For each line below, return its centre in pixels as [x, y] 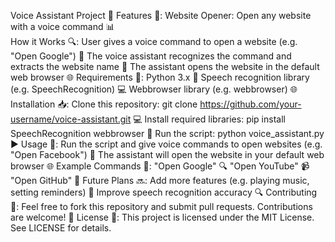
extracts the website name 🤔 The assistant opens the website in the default [165, 66]
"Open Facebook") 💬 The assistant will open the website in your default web [167, 154]
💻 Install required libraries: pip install [209, 119]
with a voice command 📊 [62, 26]
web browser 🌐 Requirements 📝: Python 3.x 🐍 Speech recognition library [160, 77]
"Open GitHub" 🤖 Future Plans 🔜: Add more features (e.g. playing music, [160, 180]
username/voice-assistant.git [71, 119]
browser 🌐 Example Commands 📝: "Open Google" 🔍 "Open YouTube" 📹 [160, 166]
